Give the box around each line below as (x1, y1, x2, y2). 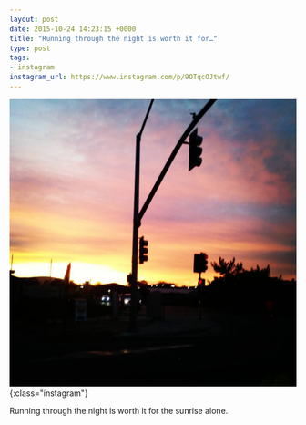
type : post (9, 44, 51, 53)
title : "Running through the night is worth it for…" (9, 34, 219, 43)
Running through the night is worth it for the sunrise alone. (9, 405, 229, 416)
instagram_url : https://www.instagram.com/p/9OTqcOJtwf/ (9, 73, 230, 82)
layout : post (9, 15, 59, 24)
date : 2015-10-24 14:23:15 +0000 (9, 24, 137, 34)
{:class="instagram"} (9, 388, 88, 399)
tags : (9, 53, 30, 63)
